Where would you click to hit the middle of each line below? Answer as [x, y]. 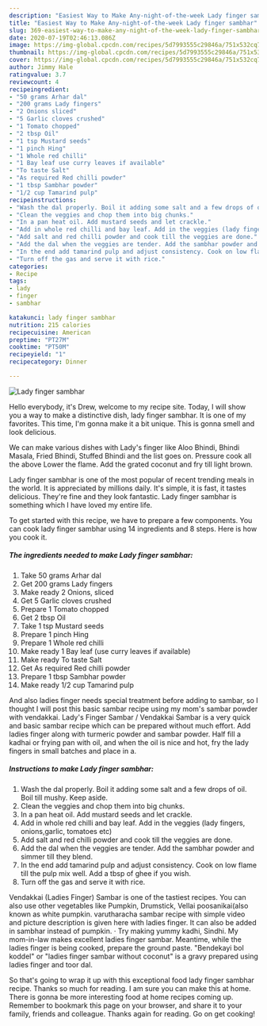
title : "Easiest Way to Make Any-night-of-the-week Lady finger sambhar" [133, 23]
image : [20, 45]
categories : [29, 267]
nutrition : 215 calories [50, 325]
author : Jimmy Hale [41, 67]
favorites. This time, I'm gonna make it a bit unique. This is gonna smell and [132, 423]
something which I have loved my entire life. [81, 505]
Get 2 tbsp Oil [43, 617]
